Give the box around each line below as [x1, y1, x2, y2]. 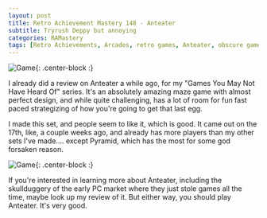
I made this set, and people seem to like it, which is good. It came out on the [8, 119, 257, 129]
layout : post [8, 11, 52, 20]
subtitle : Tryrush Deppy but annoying [8, 26, 137, 34]
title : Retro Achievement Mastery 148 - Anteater [8, 19, 176, 27]
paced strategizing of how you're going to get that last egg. [8, 104, 203, 114]
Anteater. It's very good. [8, 200, 87, 211]
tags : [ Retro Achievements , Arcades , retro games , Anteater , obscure [8, 41, 244, 49]
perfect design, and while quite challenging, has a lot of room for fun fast [8, 95, 248, 105]
